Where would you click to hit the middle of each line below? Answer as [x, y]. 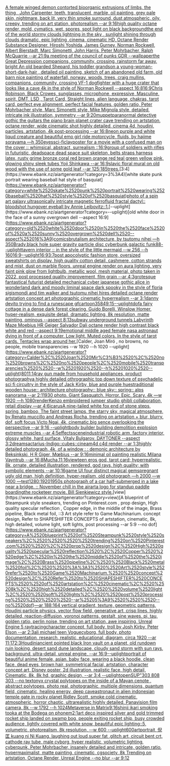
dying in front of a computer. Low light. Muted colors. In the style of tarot [81, 336]
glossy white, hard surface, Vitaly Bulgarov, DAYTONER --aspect [73, 438]
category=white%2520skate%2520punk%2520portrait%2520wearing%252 [85, 190]
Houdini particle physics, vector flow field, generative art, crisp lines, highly [84, 611]
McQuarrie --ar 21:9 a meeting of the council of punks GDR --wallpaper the [83, 56]
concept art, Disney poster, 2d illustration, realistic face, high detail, [75, 670]
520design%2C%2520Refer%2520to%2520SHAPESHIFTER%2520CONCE [84, 578]
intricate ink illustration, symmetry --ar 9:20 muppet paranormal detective [81, 115]
